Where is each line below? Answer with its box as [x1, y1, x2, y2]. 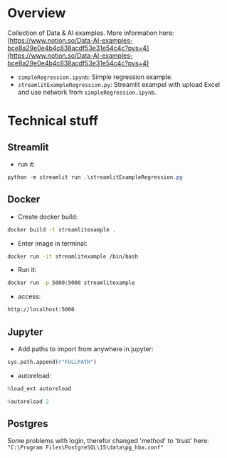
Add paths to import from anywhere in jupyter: [17, 344, 154, 353]
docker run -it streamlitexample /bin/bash [7, 253, 139, 260]
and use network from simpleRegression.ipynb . [17, 88, 157, 96]
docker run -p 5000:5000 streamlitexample [7, 279, 135, 286]
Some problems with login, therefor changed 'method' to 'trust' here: [7, 437, 209, 445]
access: [17, 292, 41, 301]
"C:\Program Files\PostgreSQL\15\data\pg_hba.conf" [7, 444, 164, 452]
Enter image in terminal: [17, 239, 88, 247]
